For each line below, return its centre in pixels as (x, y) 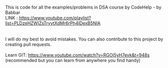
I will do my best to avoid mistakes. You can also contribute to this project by (84, 39)
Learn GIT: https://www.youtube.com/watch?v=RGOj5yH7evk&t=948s (77, 55)
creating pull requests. (28, 44)
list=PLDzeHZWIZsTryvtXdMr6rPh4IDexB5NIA (53, 23)
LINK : (12, 18)
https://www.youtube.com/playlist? (55, 18)
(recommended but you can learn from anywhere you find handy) (73, 60)
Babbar (13, 12)
